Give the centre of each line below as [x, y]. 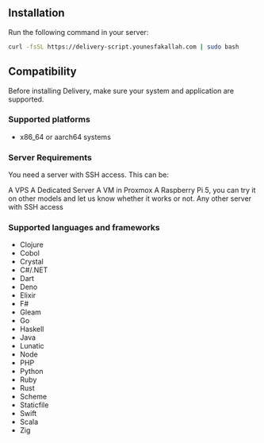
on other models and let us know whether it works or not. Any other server [130, 198]
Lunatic [32, 346]
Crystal [31, 262]
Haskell [32, 329]
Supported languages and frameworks [84, 228]
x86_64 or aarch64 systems [65, 137]
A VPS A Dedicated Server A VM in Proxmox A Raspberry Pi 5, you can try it [132, 191]
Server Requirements [50, 157]
